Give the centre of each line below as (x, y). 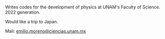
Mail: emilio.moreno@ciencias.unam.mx (46, 31)
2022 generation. (23, 12)
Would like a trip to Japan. (32, 22)
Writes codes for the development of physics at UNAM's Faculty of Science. (83, 7)
